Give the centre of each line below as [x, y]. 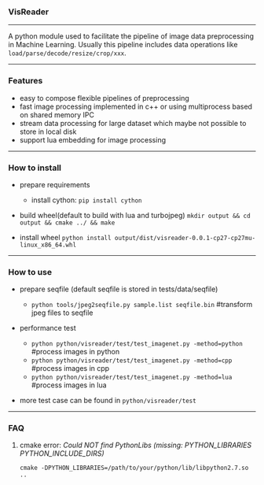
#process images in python [75, 352]
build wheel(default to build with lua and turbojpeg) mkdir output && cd [135, 215]
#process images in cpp [70, 368]
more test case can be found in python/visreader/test [108, 401]
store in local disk [48, 131]
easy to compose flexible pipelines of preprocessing [104, 98]
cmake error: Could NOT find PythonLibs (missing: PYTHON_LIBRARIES [136, 445]
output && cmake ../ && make [67, 223]
